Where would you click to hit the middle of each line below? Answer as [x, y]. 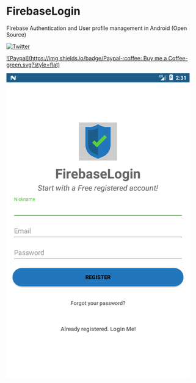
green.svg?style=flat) [33, 65]
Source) [16, 34]
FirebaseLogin [43, 11]
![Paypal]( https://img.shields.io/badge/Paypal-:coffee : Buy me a [87, 58]
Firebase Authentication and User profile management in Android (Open [97, 28]
